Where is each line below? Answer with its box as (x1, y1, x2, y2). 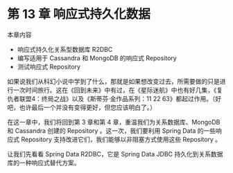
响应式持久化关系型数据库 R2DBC (17, 45, 113, 53)
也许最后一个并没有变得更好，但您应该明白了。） (19, 103, 156, 111)
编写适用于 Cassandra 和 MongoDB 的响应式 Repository (17, 53, 177, 62)
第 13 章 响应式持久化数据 (7, 6, 151, 22)
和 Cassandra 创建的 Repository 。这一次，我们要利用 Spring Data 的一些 (7, 126, 216, 135)
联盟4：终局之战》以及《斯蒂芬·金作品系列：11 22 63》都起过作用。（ (19, 94, 216, 102)
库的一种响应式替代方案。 (7, 158, 80, 167)
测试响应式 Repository (17, 62, 81, 71)
